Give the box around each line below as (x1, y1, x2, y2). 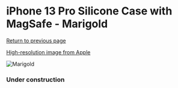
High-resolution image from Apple (6, 48, 91, 55)
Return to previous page (6, 37, 66, 44)
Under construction (6, 75, 65, 84)
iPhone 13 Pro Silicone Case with (6, 4, 173, 18)
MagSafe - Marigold (6, 17, 108, 31)
